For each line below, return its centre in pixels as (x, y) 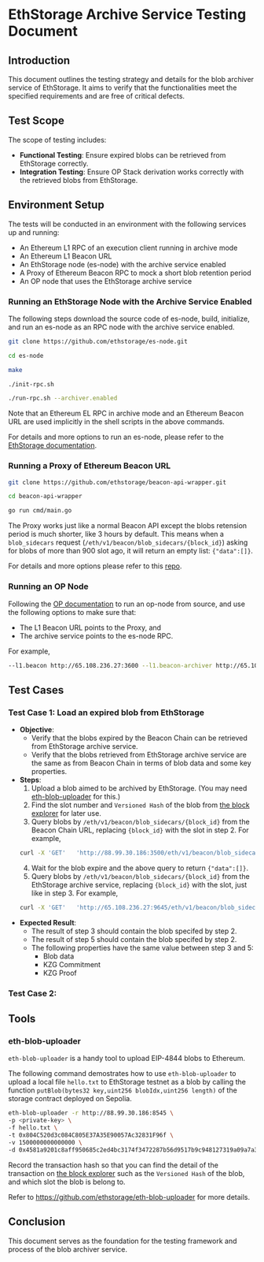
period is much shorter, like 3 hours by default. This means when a (116, 534)
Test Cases (36, 690)
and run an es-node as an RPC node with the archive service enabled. (121, 327)
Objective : (37, 730)
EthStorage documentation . (53, 445)
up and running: (34, 232)
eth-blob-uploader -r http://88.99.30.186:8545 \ (91, 1113)
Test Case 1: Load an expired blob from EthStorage (106, 713)
